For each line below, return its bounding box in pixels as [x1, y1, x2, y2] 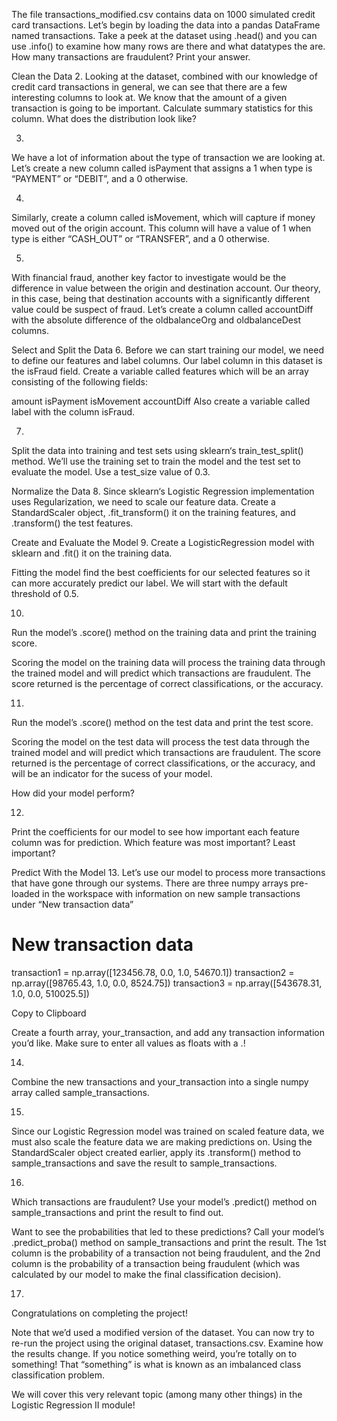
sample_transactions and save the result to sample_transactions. [11, 1157, 278, 1169]
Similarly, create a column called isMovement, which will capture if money [11, 212, 316, 223]
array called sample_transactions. [11, 1086, 150, 1098]
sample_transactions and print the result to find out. [11, 1206, 224, 1218]
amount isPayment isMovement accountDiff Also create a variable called [11, 395, 311, 407]
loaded [11, 888, 41, 899]
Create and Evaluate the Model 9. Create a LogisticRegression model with [11, 537, 315, 548]
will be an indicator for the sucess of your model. [11, 768, 213, 779]
